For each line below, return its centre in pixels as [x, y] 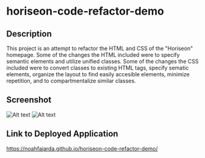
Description [29, 34]
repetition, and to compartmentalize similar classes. [71, 81]
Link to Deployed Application [62, 134]
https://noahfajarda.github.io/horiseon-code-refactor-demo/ [82, 148]
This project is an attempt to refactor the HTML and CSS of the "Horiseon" [100, 48]
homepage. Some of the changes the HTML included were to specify [93, 55]
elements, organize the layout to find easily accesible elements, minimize [98, 74]
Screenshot [29, 100]
